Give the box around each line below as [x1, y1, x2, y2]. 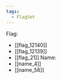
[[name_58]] [14, 66, 44, 73]
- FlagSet [11, 14, 35, 20]
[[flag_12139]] [14, 47, 47, 54]
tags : [6, 8, 19, 15]
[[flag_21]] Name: [14, 54, 57, 61]
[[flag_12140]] [14, 42, 47, 49]
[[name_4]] [14, 60, 42, 67]
